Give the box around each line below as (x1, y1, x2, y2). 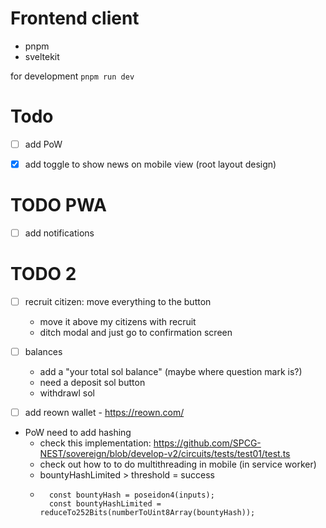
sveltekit (24, 50, 60, 62)
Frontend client (10, 7, 140, 30)
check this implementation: (39, 437, 152, 449)
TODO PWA (10, 194, 107, 217)
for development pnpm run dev (10, 70, 135, 82)
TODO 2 (10, 263, 77, 286)
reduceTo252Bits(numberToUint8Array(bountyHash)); (39, 508, 256, 518)
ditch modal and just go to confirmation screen (39, 327, 233, 338)
